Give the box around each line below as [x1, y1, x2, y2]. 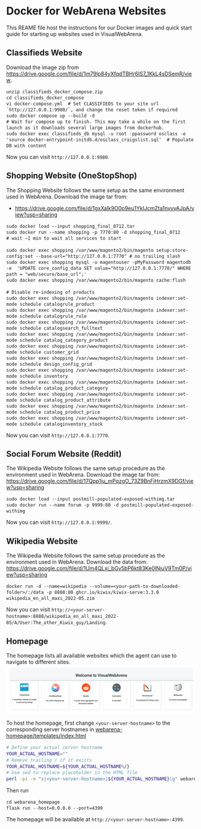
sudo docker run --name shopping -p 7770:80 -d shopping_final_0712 [6, 229, 181, 235]
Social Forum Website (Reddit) [6, 448, 122, 459]
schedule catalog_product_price [19, 409, 100, 415]
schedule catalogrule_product [19, 301, 95, 307]
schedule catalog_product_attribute [19, 397, 111, 403]
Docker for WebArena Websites [6, 4, 166, 18]
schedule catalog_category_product [19, 337, 109, 343]
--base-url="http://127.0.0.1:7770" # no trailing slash [35, 253, 181, 259]
